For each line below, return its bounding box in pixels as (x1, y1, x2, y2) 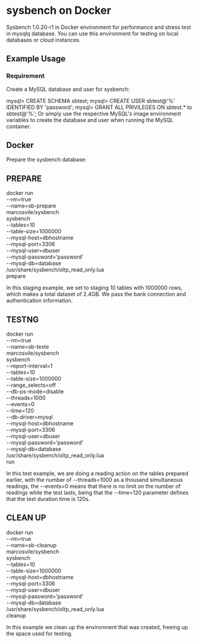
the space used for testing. (6, 630, 73, 637)
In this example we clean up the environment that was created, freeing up (6, 623, 188, 630)
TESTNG (6, 314, 39, 325)
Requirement (6, 72, 45, 80)
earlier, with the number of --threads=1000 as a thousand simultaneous (6, 476, 183, 484)
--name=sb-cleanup (6, 541, 57, 549)
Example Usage (6, 54, 66, 64)
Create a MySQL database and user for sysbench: (6, 85, 130, 93)
